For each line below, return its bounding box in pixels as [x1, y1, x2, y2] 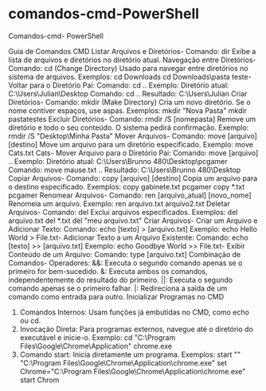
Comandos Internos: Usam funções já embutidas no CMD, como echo [19, 307, 249, 317]
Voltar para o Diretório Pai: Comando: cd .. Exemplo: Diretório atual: [8, 80, 229, 90]
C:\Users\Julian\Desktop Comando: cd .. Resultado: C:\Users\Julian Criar [8, 88, 248, 98]
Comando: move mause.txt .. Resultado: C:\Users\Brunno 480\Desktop [8, 165, 241, 174]
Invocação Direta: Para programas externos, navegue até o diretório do [19, 324, 253, 334]
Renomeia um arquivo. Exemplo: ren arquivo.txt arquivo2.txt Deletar [8, 198, 231, 208]
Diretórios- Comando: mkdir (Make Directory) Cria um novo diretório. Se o [8, 97, 251, 107]
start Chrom [19, 375, 60, 385]
